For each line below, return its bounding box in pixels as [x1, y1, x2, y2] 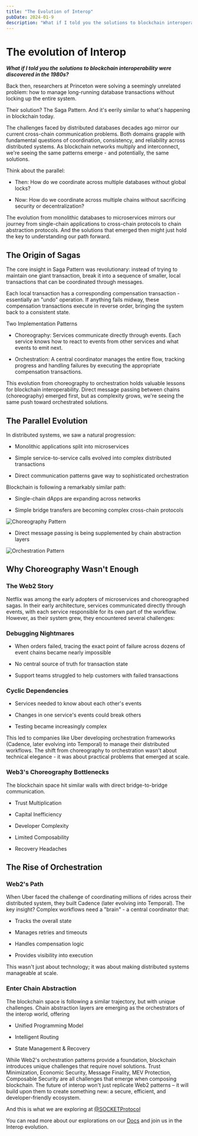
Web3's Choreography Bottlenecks [6, 768, 109, 776]
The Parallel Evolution [6, 415, 88, 426]
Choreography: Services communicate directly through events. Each [14, 332, 181, 339]
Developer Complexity [14, 822, 69, 829]
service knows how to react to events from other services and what [14, 338, 179, 345]
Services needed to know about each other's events [14, 700, 142, 707]
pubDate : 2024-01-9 [6, 14, 54, 20]
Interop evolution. [6, 1123, 49, 1130]
